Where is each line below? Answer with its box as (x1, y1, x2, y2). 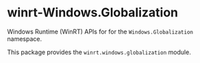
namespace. (7, 34, 42, 42)
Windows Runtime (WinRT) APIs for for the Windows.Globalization (7, 27, 194, 36)
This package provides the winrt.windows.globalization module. (7, 48, 192, 56)
